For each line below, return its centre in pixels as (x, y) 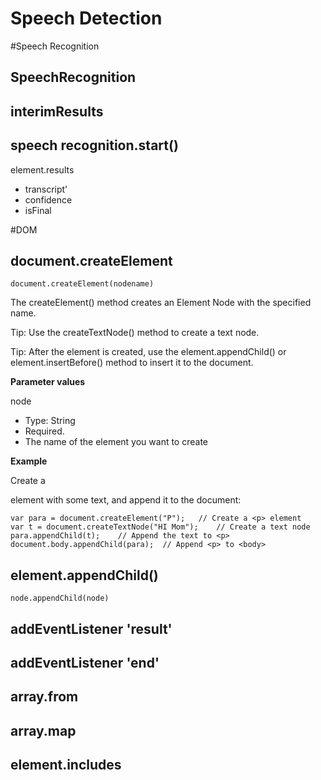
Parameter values (48, 382)
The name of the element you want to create (116, 442)
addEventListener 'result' (91, 628)
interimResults (57, 111)
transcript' (46, 189)
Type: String (50, 421)
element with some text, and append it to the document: (126, 500)
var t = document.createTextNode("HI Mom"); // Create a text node (160, 527)
